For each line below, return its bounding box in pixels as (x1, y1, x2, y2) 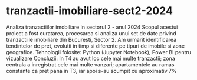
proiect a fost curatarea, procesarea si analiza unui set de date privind (6, 29, 176, 36)
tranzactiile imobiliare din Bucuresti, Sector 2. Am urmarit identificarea (6, 36, 177, 43)
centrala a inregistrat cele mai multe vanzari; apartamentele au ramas (6, 61, 175, 68)
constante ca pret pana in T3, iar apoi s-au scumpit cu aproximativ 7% (6, 67, 177, 74)
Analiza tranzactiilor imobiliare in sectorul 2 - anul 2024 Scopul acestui (6, 24, 178, 31)
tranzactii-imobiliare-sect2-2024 (6, 4, 173, 18)
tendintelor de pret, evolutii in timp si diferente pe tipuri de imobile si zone (6, 42, 185, 49)
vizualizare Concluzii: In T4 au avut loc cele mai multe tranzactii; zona (6, 55, 175, 62)
